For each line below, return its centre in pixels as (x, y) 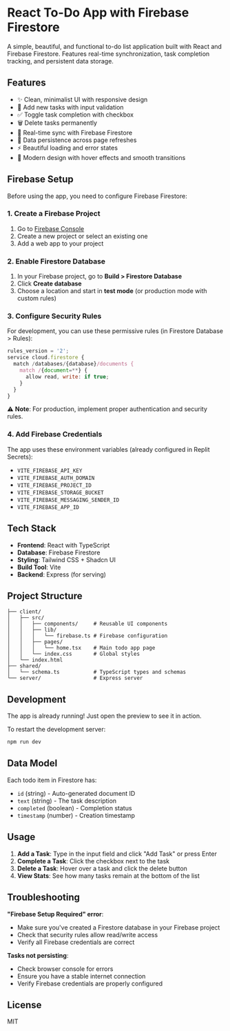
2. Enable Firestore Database (56, 261)
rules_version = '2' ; (38, 351)
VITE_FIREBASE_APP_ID (48, 507)
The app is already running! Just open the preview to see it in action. (104, 716)
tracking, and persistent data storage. (60, 61)
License (24, 1005)
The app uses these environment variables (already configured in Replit (108, 449)
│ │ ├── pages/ (35, 642)
